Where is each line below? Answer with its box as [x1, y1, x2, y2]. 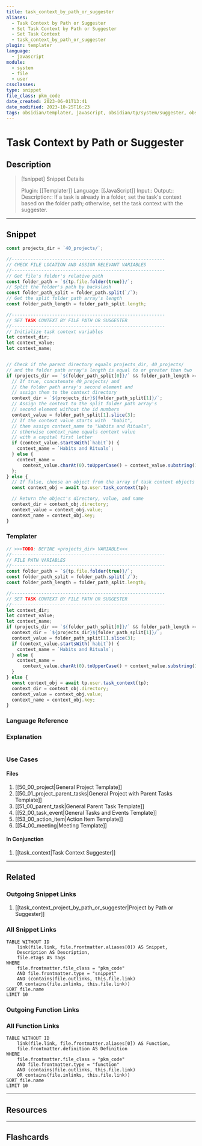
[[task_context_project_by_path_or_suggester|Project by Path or [14, 904, 174, 911]
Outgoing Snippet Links [6, 890, 76, 898]
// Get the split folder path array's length [6, 296, 122, 302]
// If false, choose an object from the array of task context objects [11, 479, 195, 485]
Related [6, 872, 36, 882]
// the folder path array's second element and [11, 384, 133, 390]
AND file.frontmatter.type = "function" [17, 1062, 120, 1068]
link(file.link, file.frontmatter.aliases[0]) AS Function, [17, 1041, 171, 1047]
